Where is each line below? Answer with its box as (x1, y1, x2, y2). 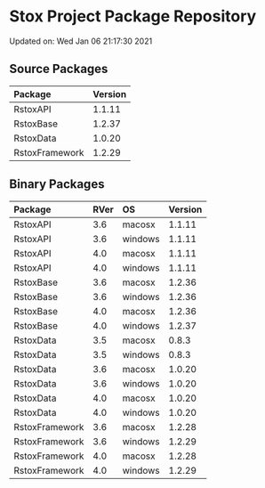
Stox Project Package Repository (9, 6, 257, 27)
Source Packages (9, 61, 108, 77)
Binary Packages (9, 176, 105, 192)
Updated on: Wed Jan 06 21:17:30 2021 (9, 36, 153, 46)
